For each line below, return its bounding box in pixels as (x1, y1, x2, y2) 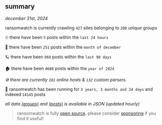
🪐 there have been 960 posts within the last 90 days (5, 54, 112, 60)
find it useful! (17, 115, 44, 121)
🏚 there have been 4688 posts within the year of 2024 (5, 65, 115, 71)
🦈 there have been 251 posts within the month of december (5, 44, 121, 50)
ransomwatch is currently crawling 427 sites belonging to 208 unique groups (5, 25, 158, 31)
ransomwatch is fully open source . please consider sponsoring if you (17, 110, 156, 116)
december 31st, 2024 (5, 15, 48, 21)
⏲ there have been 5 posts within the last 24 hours (5, 34, 109, 40)
